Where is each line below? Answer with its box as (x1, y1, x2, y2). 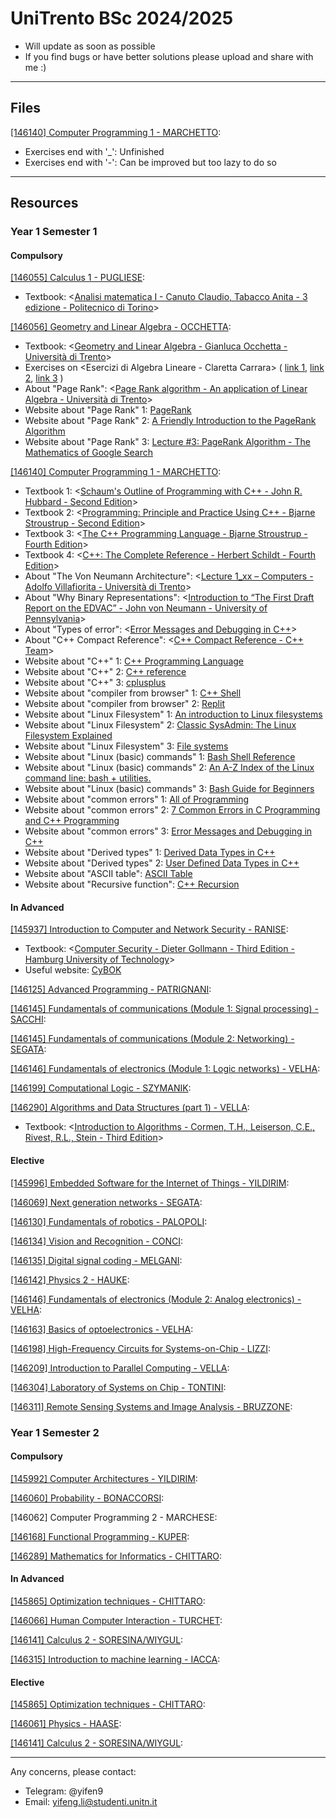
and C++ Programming (24, 815, 120, 827)
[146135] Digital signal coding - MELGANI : (10, 1254, 183, 1266)
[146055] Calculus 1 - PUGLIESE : (10, 272, 146, 284)
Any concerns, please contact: (10, 1766, 137, 1778)
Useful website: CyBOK (24, 964, 122, 976)
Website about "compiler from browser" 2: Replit (24, 698, 225, 710)
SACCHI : (10, 1013, 47, 1026)
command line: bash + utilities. (24, 772, 152, 784)
